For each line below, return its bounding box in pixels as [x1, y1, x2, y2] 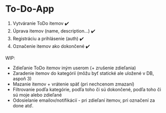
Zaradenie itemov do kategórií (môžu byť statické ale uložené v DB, [12, 70, 154, 76]
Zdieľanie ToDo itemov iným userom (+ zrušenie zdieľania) [12, 65, 136, 71]
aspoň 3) [12, 75, 32, 81]
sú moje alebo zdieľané [12, 92, 62, 98]
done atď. [12, 102, 34, 108]
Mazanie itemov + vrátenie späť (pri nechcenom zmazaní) [12, 81, 134, 87]
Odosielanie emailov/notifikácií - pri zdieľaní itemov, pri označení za [12, 97, 155, 103]
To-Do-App [5, 3, 55, 15]
